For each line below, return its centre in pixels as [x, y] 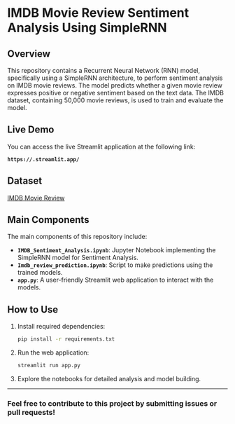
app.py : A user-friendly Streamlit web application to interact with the [115, 280]
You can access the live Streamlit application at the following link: [101, 146]
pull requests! [31, 412]
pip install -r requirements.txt [66, 339]
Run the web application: [53, 353]
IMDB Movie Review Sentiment [98, 13]
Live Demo [31, 130]
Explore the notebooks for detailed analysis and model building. [109, 379]
